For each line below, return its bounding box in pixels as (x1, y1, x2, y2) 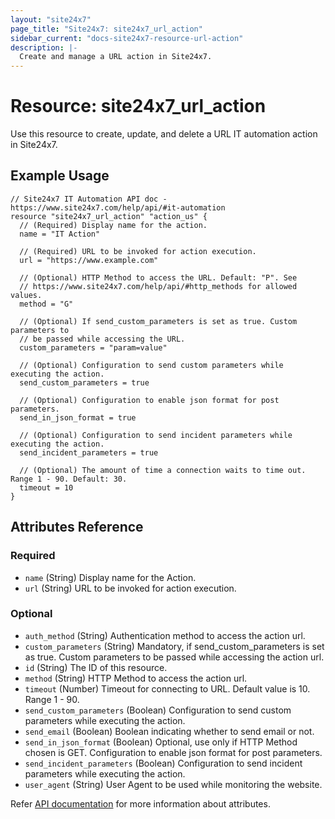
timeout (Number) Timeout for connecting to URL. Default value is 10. (24, 682, 311, 695)
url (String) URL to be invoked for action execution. (24, 582, 237, 594)
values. (10, 290, 43, 300)
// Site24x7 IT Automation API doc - (10, 194, 168, 204)
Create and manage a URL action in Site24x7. (19, 52, 213, 62)
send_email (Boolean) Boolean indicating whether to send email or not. (24, 725, 315, 737)
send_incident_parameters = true (19, 447, 159, 458)
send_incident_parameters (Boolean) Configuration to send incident (24, 757, 303, 769)
